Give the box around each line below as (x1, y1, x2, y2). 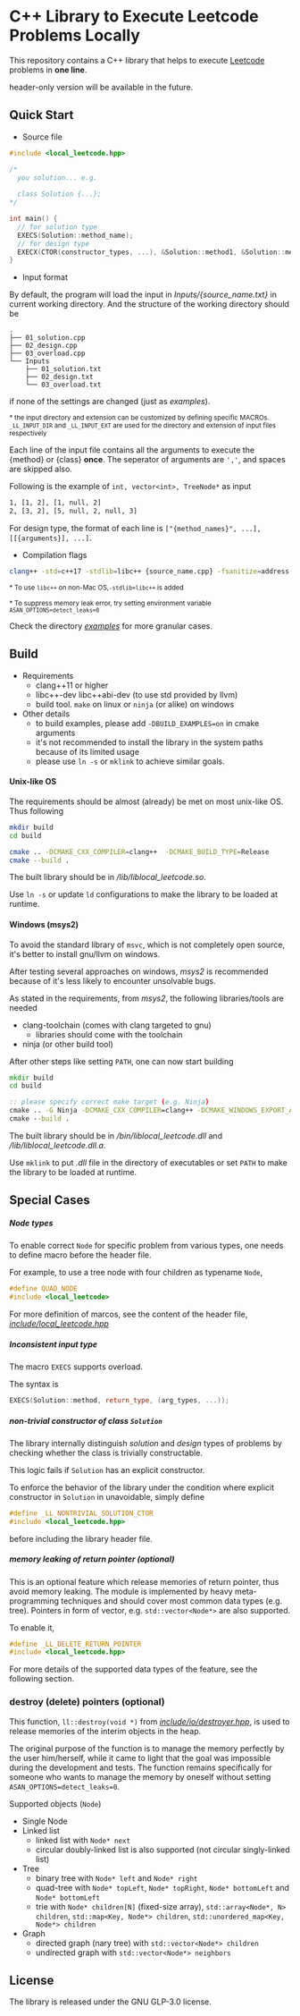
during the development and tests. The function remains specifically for (9, 1762, 272, 1773)
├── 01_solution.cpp (9, 334, 87, 343)
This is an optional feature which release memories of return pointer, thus (9, 1576, 279, 1587)
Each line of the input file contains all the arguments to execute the (9, 445, 255, 455)
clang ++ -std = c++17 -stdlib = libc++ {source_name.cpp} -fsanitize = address (9, 567, 290, 576)
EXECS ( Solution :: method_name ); (17, 231, 134, 240)
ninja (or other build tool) (21, 1038, 113, 1049)
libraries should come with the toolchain (35, 1029, 183, 1039)
